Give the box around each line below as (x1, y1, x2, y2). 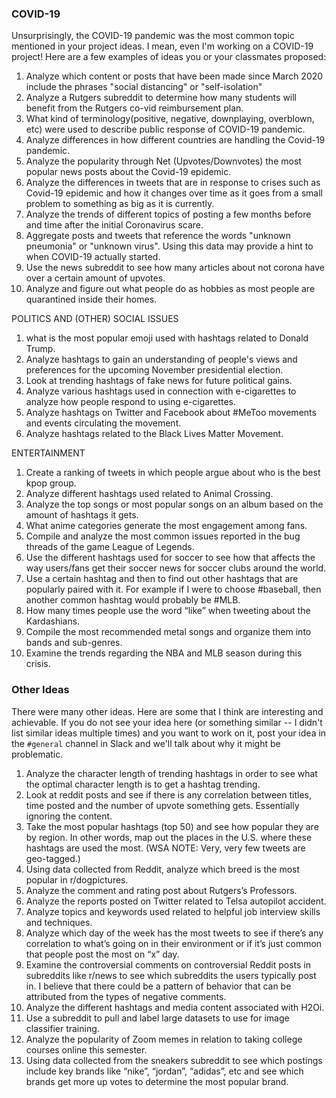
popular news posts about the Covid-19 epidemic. (25, 166, 232, 178)
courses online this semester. (25, 1043, 148, 1056)
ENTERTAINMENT (11, 447, 86, 459)
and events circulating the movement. (25, 417, 182, 429)
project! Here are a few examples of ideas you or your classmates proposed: (11, 51, 327, 63)
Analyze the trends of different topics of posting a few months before (25, 208, 312, 221)
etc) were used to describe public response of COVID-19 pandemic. (25, 123, 306, 136)
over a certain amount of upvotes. (25, 272, 166, 284)
